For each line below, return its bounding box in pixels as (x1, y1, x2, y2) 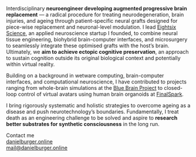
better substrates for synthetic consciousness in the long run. (6, 121, 160, 127)
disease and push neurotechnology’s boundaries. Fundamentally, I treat (6, 108, 179, 115)
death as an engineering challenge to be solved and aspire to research (6, 114, 178, 121)
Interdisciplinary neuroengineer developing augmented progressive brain (6, 5, 187, 12)
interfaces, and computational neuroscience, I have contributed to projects (6, 78, 187, 85)
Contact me (6, 132, 35, 139)
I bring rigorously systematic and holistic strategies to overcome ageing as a (6, 102, 191, 109)
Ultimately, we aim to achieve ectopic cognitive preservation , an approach (6, 48, 189, 55)
